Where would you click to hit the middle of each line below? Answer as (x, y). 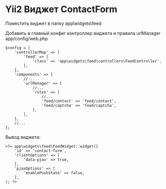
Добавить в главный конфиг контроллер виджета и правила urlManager (83, 33)
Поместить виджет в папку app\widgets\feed (53, 23)
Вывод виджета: (23, 137)
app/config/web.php (27, 39)
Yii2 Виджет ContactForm (61, 9)
